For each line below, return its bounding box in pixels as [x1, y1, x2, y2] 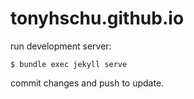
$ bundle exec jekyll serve [10, 59, 128, 69]
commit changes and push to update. [10, 77, 165, 89]
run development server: [10, 40, 112, 52]
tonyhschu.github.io [10, 7, 185, 30]
